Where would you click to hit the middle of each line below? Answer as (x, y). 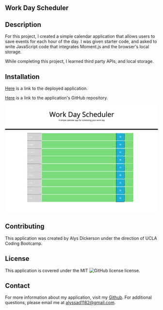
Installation (22, 77)
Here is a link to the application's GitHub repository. (57, 98)
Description (23, 25)
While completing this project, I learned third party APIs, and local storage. (79, 61)
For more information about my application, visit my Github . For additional (78, 297)
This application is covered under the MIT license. (73, 271)
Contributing (25, 226)
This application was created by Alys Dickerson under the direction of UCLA (81, 238)
